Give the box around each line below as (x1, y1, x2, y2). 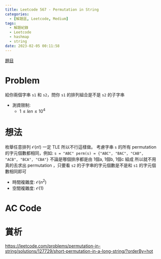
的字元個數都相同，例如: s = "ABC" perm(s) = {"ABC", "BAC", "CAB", (5, 150, 144, 156)
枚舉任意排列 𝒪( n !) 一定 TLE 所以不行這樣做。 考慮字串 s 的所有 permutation (5, 144, 157, 150)
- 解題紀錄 (9, 25, 29, 30)
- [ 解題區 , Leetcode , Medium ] (9, 16, 69, 21)
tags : (5, 21, 16, 26)
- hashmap (9, 35, 29, 40)
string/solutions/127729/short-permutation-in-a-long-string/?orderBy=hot (5, 248, 153, 254)
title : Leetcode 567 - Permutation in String (5, 7, 99, 12)
